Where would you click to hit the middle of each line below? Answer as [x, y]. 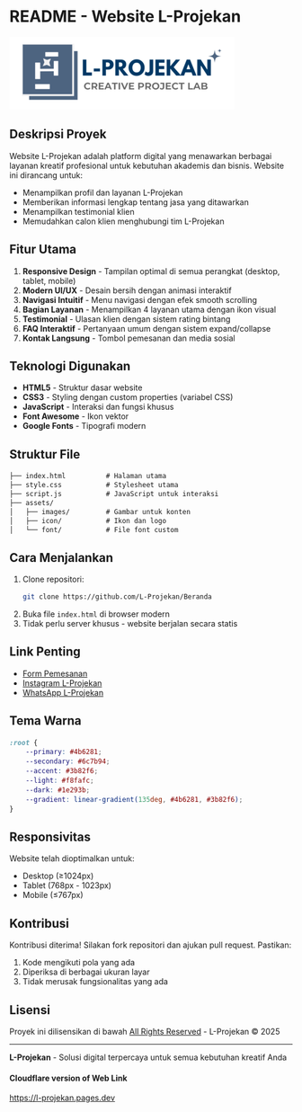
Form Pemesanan [55, 673]
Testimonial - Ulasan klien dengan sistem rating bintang [126, 319]
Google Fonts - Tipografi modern [84, 426]
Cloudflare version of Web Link [68, 1078]
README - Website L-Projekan [125, 17]
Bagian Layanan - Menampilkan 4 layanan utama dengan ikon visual [149, 309]
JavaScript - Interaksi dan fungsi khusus [98, 407]
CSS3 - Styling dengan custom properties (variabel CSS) [128, 397]
